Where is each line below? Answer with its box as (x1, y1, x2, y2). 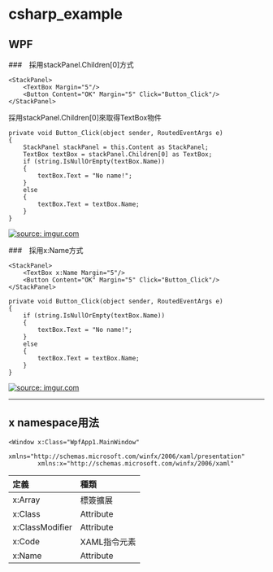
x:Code (12, 535, 41, 547)
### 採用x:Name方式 (8, 246, 84, 255)
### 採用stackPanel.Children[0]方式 (8, 60, 134, 69)
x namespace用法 (8, 416, 100, 430)
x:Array (12, 494, 41, 505)
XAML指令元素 (80, 536, 136, 548)
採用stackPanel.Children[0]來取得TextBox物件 (8, 113, 162, 122)
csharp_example (8, 5, 123, 24)
